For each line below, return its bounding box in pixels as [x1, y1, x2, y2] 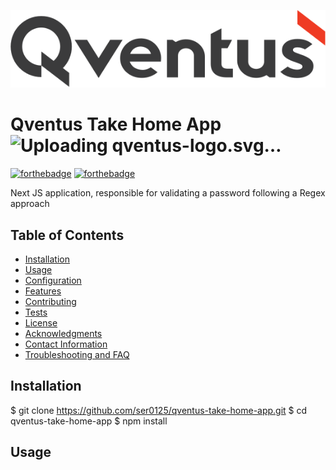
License [24, 316, 58, 329]
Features [24, 285, 62, 297]
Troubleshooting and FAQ [24, 348, 130, 360]
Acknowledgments [24, 327, 103, 339]
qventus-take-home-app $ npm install [10, 415, 168, 427]
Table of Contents [10, 226, 125, 244]
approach [10, 198, 50, 210]
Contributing [24, 295, 77, 307]
